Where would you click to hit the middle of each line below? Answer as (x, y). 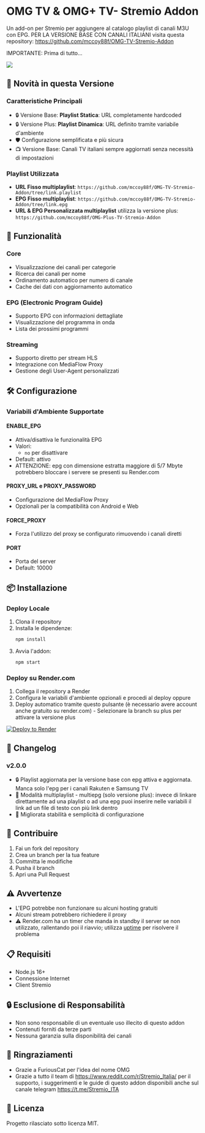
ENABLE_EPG (24, 426)
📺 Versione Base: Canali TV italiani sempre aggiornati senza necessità (104, 149)
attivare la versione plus (45, 718)
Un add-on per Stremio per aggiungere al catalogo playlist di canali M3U (98, 28)
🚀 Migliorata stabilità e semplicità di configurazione (80, 814)
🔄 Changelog (32, 749)
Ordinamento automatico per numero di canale (74, 280)
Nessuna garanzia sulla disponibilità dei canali (73, 1036)
